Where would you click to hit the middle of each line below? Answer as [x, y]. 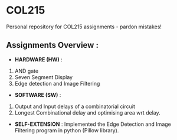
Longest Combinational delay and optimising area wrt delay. [87, 112]
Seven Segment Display [43, 77]
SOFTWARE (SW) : [38, 95]
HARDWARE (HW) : [39, 59]
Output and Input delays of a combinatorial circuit [75, 106]
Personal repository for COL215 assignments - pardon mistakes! [84, 27]
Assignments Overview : [53, 45]
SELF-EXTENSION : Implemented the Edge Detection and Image [93, 124]
